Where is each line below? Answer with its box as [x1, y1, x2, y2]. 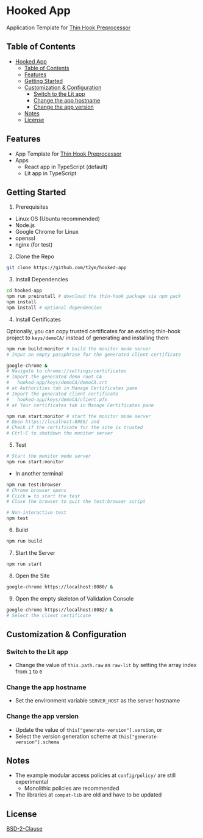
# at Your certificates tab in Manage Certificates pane [6, 402, 154, 408]
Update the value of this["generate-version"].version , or [15, 726, 163, 733]
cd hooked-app [6, 287, 43, 294]
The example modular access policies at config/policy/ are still [15, 771, 176, 779]
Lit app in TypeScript [24, 169, 77, 177]
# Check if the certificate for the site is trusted [6, 425, 143, 431]
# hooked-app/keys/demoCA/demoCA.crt [6, 380, 108, 386]
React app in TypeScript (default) [24, 163, 108, 170]
